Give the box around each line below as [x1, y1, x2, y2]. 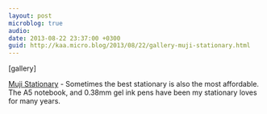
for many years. [8, 96, 60, 106]
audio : [8, 26, 31, 35]
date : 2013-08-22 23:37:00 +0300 [8, 34, 121, 43]
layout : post [8, 11, 52, 20]
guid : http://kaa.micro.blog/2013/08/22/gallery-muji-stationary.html [8, 42, 251, 50]
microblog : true [8, 19, 63, 27]
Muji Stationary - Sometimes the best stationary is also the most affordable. [8, 79, 260, 89]
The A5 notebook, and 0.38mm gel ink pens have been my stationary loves [8, 88, 257, 97]
